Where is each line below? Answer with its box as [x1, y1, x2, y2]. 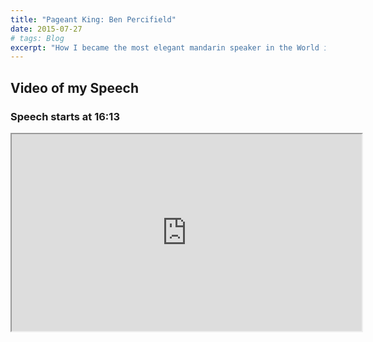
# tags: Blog [10, 33, 65, 43]
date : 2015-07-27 [10, 24, 83, 34]
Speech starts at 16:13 [10, 109, 120, 123]
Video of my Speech [10, 79, 140, 96]
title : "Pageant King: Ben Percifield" [10, 14, 177, 25]
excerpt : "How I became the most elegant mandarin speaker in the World [10, 42, 320, 53]
